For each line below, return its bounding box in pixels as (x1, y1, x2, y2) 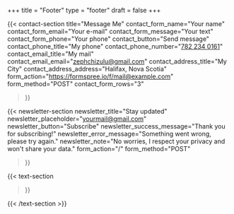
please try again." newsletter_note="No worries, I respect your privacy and (7, 137, 226, 145)
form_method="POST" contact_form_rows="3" (7, 80, 144, 88)
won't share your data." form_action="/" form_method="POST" (7, 145, 191, 153)
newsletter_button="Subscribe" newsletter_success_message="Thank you (7, 122, 226, 130)
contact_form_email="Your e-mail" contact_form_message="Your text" (7, 28, 213, 35)
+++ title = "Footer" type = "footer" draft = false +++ (7, 6, 161, 14)
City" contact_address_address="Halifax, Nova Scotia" (7, 65, 168, 73)
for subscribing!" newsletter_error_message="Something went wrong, (7, 130, 212, 138)
